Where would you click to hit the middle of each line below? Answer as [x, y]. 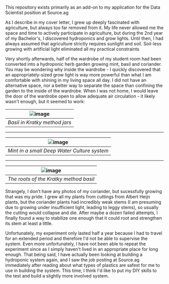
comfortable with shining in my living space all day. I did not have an [76, 80]
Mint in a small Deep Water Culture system [58, 151]
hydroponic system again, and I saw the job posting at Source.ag [72, 260]
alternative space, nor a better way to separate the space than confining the [84, 85]
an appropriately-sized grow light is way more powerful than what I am [78, 75]
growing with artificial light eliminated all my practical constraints [72, 49]
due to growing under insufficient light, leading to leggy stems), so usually [82, 207]
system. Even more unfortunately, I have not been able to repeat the [75, 244]
